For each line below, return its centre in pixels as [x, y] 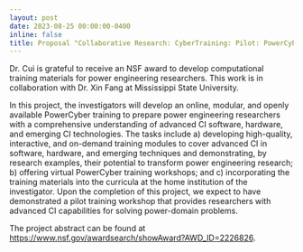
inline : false [36, 34]
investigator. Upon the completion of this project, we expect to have [135, 191]
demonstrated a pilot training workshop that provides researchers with [140, 201]
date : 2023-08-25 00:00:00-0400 [70, 26]
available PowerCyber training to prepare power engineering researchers [145, 115]
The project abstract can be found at [78, 229]
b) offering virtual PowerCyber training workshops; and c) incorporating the [150, 173]
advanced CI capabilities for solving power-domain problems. [124, 211]
